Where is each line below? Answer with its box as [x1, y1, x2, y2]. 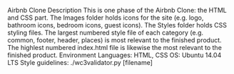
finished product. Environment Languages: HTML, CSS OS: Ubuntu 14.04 [7, 51, 222, 59]
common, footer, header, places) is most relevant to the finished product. [7, 36, 223, 44]
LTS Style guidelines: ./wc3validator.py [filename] [7, 58, 153, 66]
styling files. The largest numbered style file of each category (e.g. [7, 28, 204, 37]
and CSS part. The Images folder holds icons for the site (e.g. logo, [7, 13, 204, 22]
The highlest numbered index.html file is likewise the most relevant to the [7, 44, 223, 51]
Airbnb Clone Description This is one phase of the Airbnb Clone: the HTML [7, 6, 227, 14]
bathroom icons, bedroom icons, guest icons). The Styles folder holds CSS [7, 21, 227, 29]
